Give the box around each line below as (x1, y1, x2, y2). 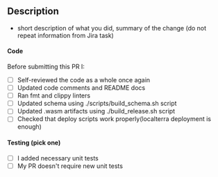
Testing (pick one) (7, 138, 61, 147)
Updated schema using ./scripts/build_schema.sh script (17, 100, 177, 108)
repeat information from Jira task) (17, 31, 115, 39)
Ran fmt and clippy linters (17, 91, 91, 100)
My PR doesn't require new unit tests (17, 162, 124, 170)
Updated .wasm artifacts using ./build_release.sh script (17, 107, 176, 115)
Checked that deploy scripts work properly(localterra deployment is (17, 115, 212, 123)
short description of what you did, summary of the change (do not (17, 24, 207, 32)
